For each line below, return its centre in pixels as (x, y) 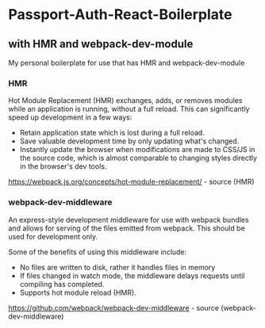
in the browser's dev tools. (63, 166)
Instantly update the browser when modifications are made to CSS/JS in (137, 150)
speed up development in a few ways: (70, 117)
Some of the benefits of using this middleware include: (98, 252)
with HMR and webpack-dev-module (101, 44)
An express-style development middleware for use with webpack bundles (129, 219)
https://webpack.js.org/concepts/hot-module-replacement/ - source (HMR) (132, 182)
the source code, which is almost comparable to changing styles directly (138, 158)
